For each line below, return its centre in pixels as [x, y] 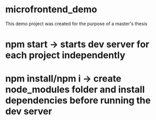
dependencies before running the [78, 101]
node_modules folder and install [75, 89]
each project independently [65, 55]
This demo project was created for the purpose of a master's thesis [76, 24]
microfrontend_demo [51, 9]
